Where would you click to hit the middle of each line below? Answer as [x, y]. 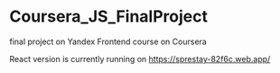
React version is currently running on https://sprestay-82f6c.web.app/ [140, 59]
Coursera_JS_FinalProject [108, 17]
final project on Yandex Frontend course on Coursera [108, 41]
